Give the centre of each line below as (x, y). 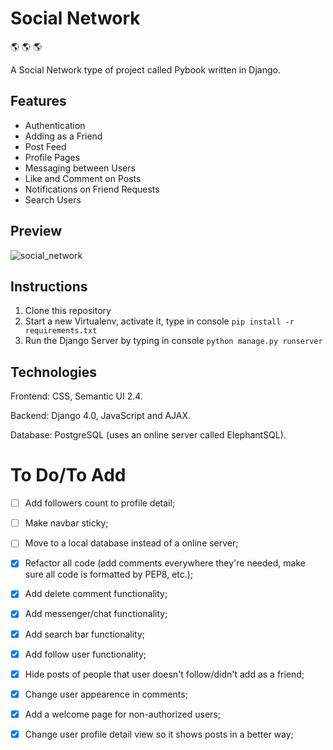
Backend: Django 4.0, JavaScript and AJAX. (101, 416)
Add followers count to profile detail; (100, 503)
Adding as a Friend (63, 136)
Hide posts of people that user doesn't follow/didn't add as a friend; (164, 674)
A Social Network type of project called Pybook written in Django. (145, 69)
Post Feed (45, 146)
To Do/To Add (68, 475)
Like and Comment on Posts (83, 178)
